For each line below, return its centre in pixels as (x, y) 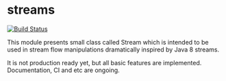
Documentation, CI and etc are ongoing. (63, 70)
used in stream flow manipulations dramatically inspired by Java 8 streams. (113, 49)
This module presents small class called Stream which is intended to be (108, 42)
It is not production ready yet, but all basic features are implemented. (104, 62)
